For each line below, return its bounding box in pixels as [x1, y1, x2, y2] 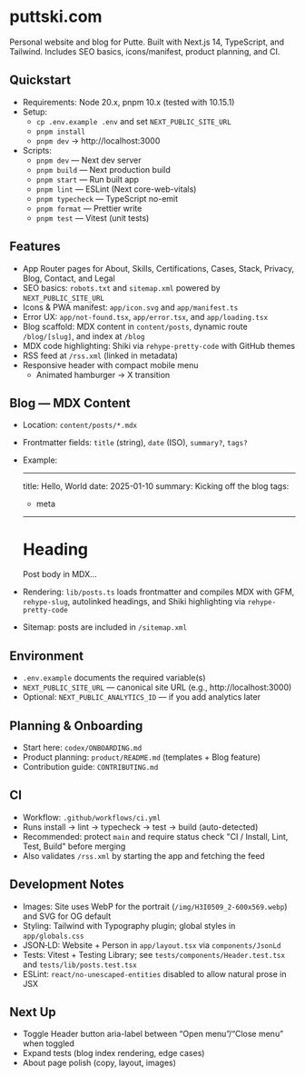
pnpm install [35, 127, 86, 136]
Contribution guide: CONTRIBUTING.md [22, 761, 159, 772]
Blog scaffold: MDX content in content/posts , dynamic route [22, 321, 248, 332]
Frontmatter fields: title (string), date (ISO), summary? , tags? [22, 437, 248, 448]
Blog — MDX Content [9, 395, 132, 411]
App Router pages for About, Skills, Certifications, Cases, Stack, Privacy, [22, 263, 295, 274]
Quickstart [9, 73, 72, 88]
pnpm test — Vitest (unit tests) [35, 212, 150, 224]
